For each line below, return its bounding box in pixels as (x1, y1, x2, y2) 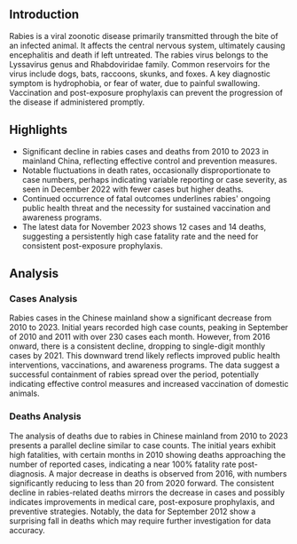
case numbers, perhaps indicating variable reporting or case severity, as (21, 174, 288, 185)
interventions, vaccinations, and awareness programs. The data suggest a (9, 359, 280, 371)
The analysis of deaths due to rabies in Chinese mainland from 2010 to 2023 (9, 430, 288, 441)
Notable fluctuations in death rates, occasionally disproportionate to (21, 164, 271, 176)
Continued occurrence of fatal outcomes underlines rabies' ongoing (21, 193, 271, 203)
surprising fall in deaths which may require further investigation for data (9, 515, 271, 526)
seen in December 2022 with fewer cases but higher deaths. (21, 184, 244, 194)
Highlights (9, 122, 68, 138)
